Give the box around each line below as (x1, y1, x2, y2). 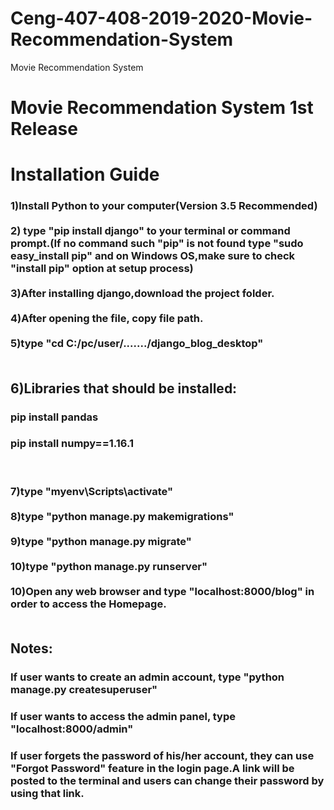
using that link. (10, 786, 85, 800)
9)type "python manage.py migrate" (10, 534, 192, 548)
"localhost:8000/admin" (10, 722, 134, 736)
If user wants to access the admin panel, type (10, 710, 236, 723)
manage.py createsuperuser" (10, 683, 158, 697)
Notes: (10, 640, 53, 657)
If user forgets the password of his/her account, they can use (10, 748, 315, 762)
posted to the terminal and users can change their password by (10, 773, 325, 787)
